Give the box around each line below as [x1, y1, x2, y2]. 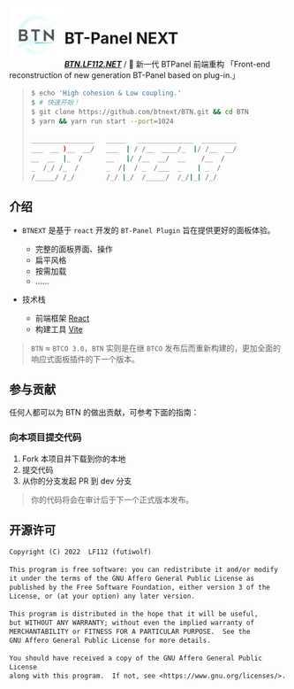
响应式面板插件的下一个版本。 [30, 353, 139, 364]
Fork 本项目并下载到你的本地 [21, 453, 126, 464]
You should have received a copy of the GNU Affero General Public [9, 654, 263, 663]
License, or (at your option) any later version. [9, 592, 196, 601]
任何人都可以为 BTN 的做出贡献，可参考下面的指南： [9, 407, 200, 418]
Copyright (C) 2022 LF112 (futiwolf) [9, 547, 152, 557]
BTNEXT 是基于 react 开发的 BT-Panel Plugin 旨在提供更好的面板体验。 [21, 224, 275, 236]
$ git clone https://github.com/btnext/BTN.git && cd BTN [30, 107, 249, 116]
